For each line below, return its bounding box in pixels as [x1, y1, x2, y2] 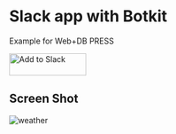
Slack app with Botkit [9, 6, 168, 27]
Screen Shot [9, 91, 79, 106]
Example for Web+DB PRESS [9, 35, 115, 46]
